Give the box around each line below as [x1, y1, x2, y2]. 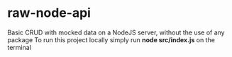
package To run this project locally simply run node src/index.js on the [7, 35, 215, 44]
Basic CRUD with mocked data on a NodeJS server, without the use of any [7, 28, 225, 37]
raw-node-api [7, 5, 91, 21]
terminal [7, 43, 32, 51]
